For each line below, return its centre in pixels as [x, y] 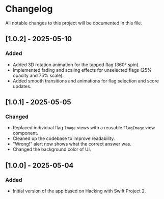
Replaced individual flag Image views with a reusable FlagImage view [84, 128]
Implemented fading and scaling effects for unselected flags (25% [82, 70]
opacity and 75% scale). [38, 75]
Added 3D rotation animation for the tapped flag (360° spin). [76, 65]
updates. [22, 86]
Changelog [29, 9]
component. [25, 133]
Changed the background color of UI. [52, 149]
